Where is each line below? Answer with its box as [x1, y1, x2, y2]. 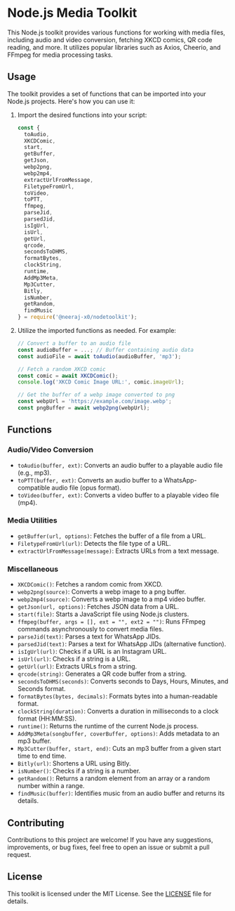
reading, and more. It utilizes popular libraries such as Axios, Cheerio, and [7, 43, 221, 51]
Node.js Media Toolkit [7, 5, 137, 21]
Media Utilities [7, 516, 58, 525]
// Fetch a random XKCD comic [17, 365, 107, 373]
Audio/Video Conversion [7, 445, 94, 454]
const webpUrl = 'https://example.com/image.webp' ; [17, 398, 172, 405]
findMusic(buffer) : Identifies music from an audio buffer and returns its [17, 789, 225, 798]
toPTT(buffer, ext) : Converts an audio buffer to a [17, 476, 163, 484]
